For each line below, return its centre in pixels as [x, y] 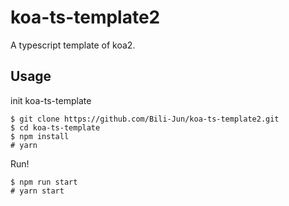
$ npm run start [44, 182]
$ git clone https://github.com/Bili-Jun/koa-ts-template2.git [145, 119]
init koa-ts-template [51, 100]
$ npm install [40, 136]
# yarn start [37, 191]
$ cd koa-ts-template [55, 127]
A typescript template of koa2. [73, 45]
